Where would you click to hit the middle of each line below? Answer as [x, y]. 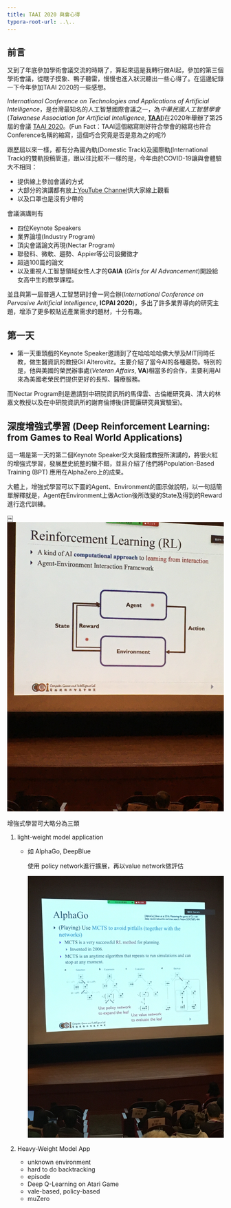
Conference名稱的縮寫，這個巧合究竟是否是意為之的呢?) [87, 135]
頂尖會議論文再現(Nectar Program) [66, 245]
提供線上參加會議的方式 [50, 182]
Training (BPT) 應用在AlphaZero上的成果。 [67, 472]
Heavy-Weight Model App [54, 1149]
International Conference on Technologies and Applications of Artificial [108, 101]
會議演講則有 [25, 214]
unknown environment [59, 1162]
